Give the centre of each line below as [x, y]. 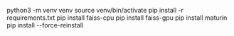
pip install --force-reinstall [45, 25]
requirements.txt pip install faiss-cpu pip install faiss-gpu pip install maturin [117, 18]
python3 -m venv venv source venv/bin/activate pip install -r [95, 10]
